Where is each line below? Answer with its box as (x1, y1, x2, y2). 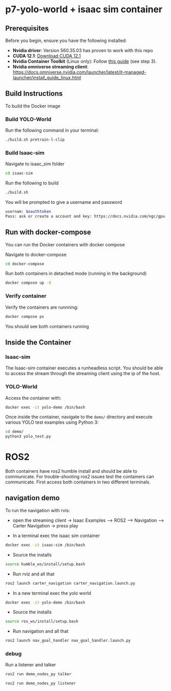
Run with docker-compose (5, 228, 92, 237)
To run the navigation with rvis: (5, 507, 70, 513)
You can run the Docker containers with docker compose (5, 241, 125, 247)
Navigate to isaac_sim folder (5, 161, 65, 167)
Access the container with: (5, 395, 62, 401)
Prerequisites (5, 24, 49, 33)
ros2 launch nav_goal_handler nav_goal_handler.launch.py (5, 638, 131, 643)
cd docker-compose (5, 261, 44, 266)
